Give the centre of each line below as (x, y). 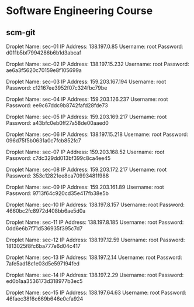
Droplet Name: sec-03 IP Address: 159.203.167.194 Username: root (86, 81)
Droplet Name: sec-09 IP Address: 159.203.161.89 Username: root (85, 187)
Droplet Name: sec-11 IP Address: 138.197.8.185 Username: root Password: (95, 222)
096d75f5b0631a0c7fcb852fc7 (44, 141)
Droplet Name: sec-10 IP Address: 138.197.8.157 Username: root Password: (96, 204)
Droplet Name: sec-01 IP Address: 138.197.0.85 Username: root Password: (95, 46)
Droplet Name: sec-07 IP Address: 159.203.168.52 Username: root (85, 152)
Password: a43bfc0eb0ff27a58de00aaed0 (58, 123)
